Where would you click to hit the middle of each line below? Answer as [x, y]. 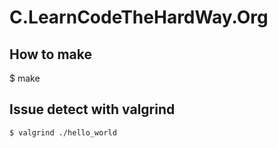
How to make [51, 54]
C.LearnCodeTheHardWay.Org [139, 17]
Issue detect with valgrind [92, 109]
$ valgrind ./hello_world [63, 132]
